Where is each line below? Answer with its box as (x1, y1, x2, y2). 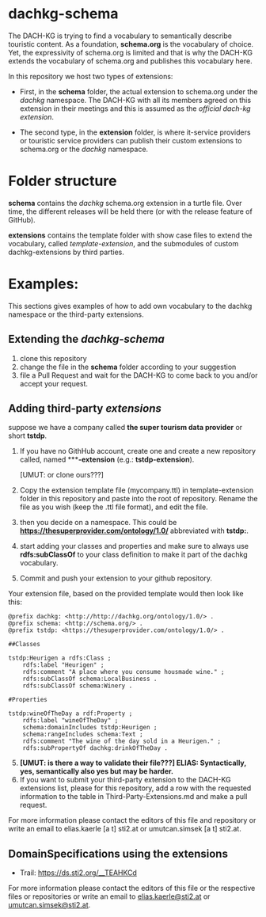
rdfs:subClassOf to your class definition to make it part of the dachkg (19, 550, 248, 559)
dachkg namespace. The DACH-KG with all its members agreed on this (19, 95, 252, 105)
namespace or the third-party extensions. (8, 310, 144, 319)
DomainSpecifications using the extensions (8, 847, 228, 860)
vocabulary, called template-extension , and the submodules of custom (8, 238, 239, 248)
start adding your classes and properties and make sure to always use (19, 542, 249, 551)
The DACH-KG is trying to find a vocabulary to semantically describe (8, 31, 232, 40)
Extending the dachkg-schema (8, 333, 165, 346)
